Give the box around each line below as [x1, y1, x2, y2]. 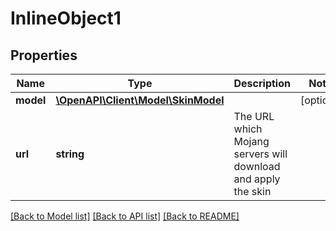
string [55, 147, 85, 161]
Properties [10, 47, 78, 64]
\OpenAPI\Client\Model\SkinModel [55, 93, 225, 107]
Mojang [233, 135, 270, 148]
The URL [233, 110, 275, 123]
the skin [233, 185, 272, 198]
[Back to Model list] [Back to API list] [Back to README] [10, 210, 240, 222]
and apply [233, 172, 281, 186]
